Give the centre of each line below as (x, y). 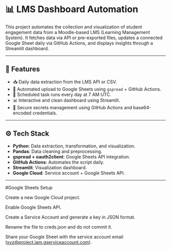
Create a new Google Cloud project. (43, 197)
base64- (142, 107)
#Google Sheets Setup (29, 188)
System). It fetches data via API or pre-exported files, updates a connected (84, 38)
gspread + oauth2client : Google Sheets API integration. (72, 157)
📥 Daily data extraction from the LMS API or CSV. (65, 82)
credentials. (45, 113)
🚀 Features (23, 69)
